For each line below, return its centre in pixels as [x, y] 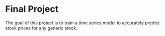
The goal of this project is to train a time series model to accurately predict [82, 23]
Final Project [32, 9]
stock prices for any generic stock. [41, 28]
